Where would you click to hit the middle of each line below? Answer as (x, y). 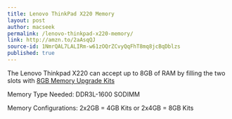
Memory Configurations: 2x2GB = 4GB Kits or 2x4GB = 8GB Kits (101, 108)
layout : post (26, 20)
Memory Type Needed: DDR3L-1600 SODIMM (74, 94)
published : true (31, 54)
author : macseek (31, 27)
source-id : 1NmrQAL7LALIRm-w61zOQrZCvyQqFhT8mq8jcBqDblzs (94, 46)
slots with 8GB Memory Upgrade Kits (61, 80)
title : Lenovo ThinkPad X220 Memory (61, 14)
